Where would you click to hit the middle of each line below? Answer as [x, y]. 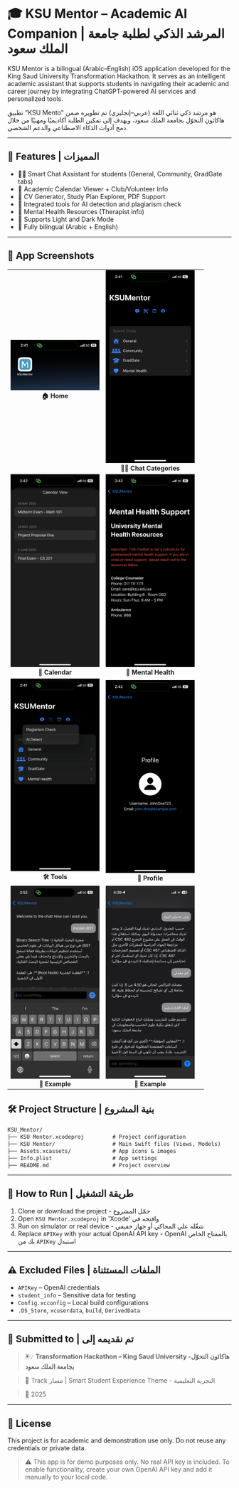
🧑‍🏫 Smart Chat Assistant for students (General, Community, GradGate [120, 174]
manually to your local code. [66, 1477]
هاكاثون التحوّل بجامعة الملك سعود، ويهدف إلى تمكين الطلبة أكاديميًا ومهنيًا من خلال [116, 120]
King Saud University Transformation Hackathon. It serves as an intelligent [116, 76]
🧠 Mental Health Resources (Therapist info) [81, 211]
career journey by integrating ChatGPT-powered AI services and [102, 91]
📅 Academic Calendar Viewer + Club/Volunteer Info [93, 188]
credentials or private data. [47, 1448]
